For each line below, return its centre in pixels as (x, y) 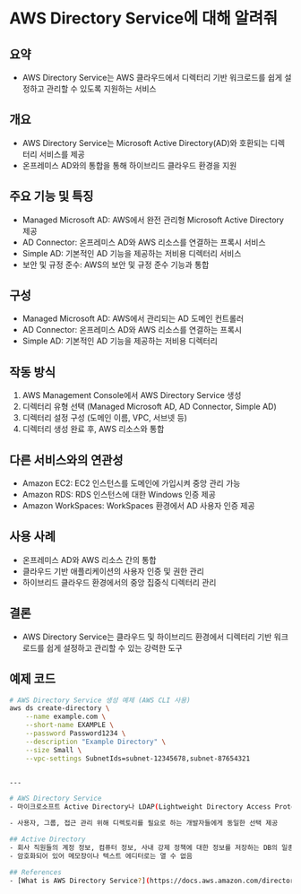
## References (36, 872)
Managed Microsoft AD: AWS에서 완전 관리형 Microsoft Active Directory (153, 220)
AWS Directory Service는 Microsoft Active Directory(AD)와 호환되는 (145, 143)
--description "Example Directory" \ (96, 742)
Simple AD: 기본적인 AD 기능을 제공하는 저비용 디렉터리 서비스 (132, 253)
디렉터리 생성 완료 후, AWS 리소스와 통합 (93, 429)
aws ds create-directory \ (60, 708)
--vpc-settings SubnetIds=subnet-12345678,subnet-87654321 (138, 759)
